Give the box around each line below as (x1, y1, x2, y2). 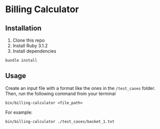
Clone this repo (12, 37, 45, 43)
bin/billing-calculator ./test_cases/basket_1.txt (5, 119, 115, 124)
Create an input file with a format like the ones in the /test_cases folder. (5, 85, 156, 91)
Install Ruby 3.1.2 (12, 43, 48, 49)
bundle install (5, 58, 38, 63)
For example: (5, 109, 33, 115)
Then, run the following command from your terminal (5, 90, 116, 96)
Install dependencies (12, 48, 57, 54)
